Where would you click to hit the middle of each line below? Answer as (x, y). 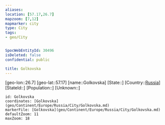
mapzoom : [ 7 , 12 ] (22, 19)
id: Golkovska (20, 97)
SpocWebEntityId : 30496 (30, 50)
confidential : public (27, 60)
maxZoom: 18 (17, 119)
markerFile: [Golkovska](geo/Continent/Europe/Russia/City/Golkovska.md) (83, 110)
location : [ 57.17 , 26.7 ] (30, 14)
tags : (11, 33)
